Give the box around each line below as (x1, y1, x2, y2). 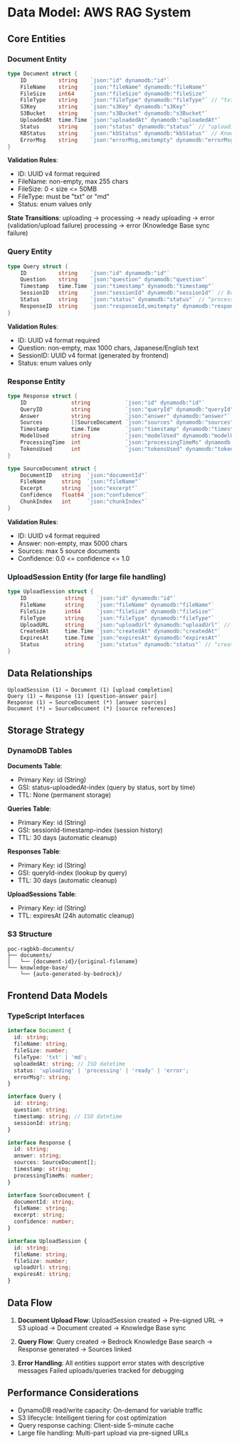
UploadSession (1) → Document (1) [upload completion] (7, 686, 174, 693)
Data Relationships (7, 668, 93, 680)
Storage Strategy (7, 724, 85, 737)
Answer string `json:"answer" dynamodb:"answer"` (20, 412, 231, 420)
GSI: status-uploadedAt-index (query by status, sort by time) (17, 783, 196, 791)
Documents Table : (7, 762, 63, 770)
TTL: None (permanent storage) (17, 791, 112, 799)
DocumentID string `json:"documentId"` (20, 472, 148, 479)
